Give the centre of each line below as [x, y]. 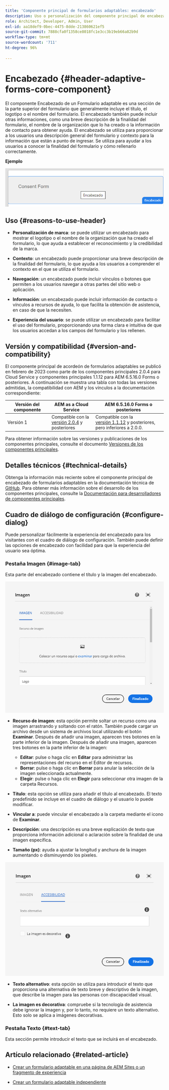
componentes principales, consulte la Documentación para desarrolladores [83, 494]
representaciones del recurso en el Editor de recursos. [76, 763]
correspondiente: [23, 393]
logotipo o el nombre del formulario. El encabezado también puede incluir [81, 114]
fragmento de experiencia [39, 1072]
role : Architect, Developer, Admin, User [49, 21]
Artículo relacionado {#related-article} [67, 1055]
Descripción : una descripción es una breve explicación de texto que [83, 829]
